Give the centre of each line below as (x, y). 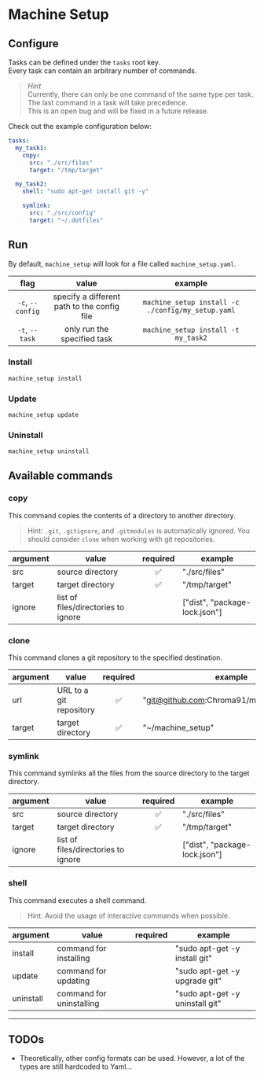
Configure (33, 44)
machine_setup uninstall (49, 451)
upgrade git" (199, 981)
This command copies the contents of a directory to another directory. (122, 515)
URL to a (73, 690)
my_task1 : (31, 148)
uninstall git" (198, 1003)
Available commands (60, 476)
